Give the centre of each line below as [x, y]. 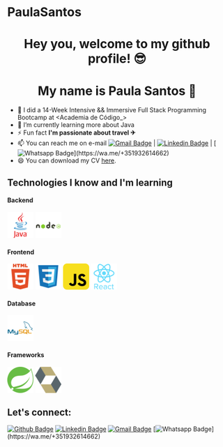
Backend [20, 200]
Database [22, 303]
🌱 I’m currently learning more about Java [76, 125]
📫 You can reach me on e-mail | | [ [117, 143]
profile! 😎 [117, 59]
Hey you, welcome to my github [117, 44]
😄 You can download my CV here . [67, 160]
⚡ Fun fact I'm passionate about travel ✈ [76, 132]
